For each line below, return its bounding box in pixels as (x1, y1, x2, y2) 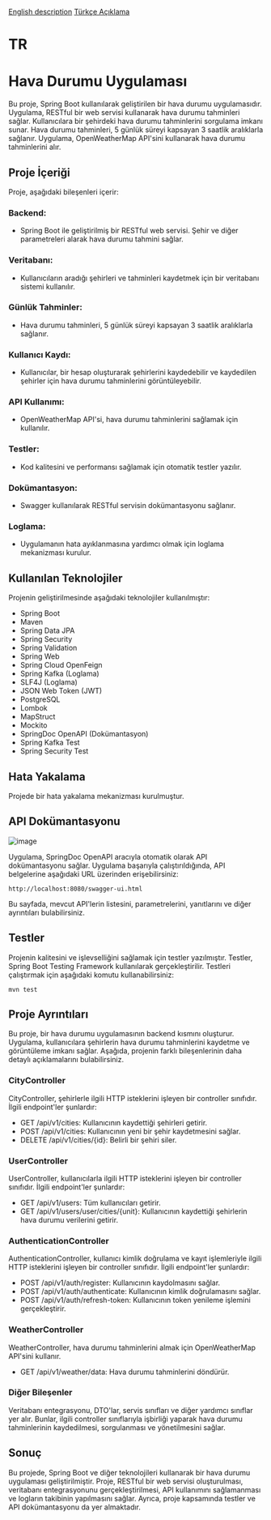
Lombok (19, 703, 49, 713)
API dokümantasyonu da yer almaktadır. (8, 1502, 142, 1512)
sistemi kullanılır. (19, 281, 75, 291)
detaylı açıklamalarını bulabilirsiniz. (8, 1055, 124, 1065)
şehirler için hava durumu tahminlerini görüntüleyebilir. (19, 376, 202, 386)
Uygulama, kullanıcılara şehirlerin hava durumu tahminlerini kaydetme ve (8, 1037, 250, 1048)
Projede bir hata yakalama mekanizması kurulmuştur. (8, 791, 184, 801)
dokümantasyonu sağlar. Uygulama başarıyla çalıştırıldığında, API (8, 860, 226, 870)
